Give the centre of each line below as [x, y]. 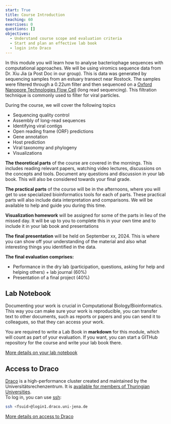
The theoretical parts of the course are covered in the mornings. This [79, 163]
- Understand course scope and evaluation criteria [66, 39]
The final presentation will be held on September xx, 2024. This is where [82, 236]
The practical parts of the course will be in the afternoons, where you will [83, 189]
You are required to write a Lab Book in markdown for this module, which [82, 332]
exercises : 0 [19, 24]
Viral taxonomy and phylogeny [45, 147]
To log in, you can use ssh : [33, 397]
